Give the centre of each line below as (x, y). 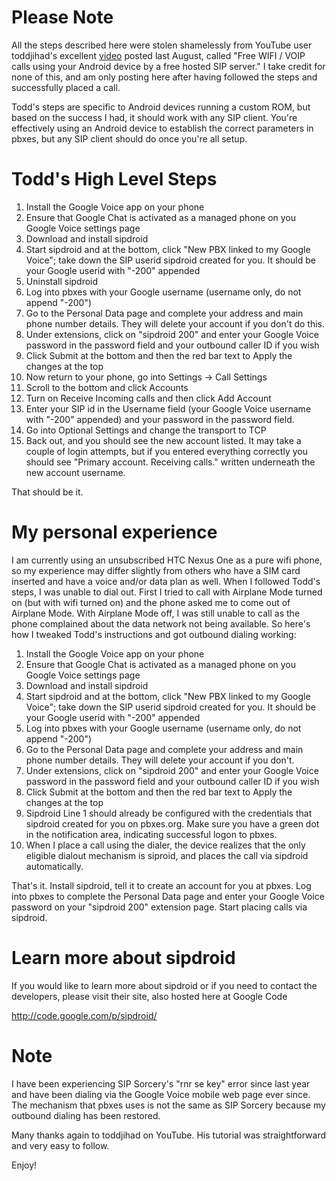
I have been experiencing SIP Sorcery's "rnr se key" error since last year (161, 1083)
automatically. (54, 866)
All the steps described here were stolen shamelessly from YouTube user (162, 45)
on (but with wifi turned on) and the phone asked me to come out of (151, 602)
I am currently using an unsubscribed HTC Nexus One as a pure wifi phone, (167, 560)
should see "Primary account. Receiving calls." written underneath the (170, 462)
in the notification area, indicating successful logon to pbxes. (151, 834)
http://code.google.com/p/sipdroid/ (84, 1015)
